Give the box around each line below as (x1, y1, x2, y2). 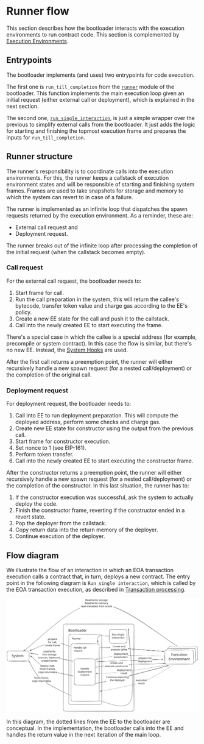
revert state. (15, 513, 46, 520)
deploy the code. (15, 500, 58, 508)
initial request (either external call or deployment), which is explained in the (6, 96, 195, 103)
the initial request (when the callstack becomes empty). (6, 248, 146, 255)
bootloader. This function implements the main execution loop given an (6, 90, 185, 97)
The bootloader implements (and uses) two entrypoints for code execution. (6, 71, 195, 79)
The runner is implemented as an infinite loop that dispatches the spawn (6, 205, 188, 213)
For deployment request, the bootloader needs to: (6, 400, 132, 408)
